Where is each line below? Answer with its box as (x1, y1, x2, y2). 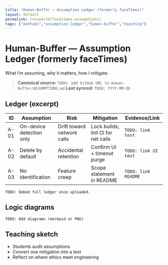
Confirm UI (90, 144, 116, 150)
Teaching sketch (5, 230, 58, 238)
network (57, 129, 77, 136)
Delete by (19, 147, 42, 153)
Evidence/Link (124, 115, 160, 121)
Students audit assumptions (12, 243, 70, 249)
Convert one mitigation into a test (12, 248, 81, 254)
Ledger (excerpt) (5, 100, 59, 108)
